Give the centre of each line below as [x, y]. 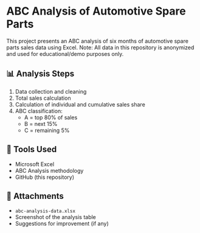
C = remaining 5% [47, 130]
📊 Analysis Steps [40, 74]
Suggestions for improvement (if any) [62, 224]
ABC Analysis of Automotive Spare [96, 11]
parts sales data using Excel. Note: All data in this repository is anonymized [100, 47]
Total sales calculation [43, 98]
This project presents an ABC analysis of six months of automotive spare [97, 41]
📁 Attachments [35, 196]
